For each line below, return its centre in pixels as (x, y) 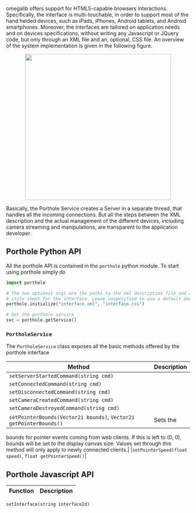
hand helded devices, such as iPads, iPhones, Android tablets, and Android (96, 21)
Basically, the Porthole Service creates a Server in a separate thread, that (94, 208)
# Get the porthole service (40, 315)
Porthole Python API (44, 252)
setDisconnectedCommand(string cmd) (60, 392)
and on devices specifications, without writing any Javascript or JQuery (92, 33)
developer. (19, 233)
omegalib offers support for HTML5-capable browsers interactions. (87, 8)
